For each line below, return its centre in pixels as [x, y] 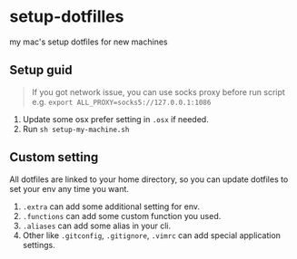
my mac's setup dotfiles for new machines [89, 42]
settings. [39, 245]
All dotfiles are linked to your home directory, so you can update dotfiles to [149, 179]
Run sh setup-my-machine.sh [76, 129]
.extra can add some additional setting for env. [111, 206]
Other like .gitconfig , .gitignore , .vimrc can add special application [152, 235]
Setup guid [41, 70]
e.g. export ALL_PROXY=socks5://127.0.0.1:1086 [121, 101]
